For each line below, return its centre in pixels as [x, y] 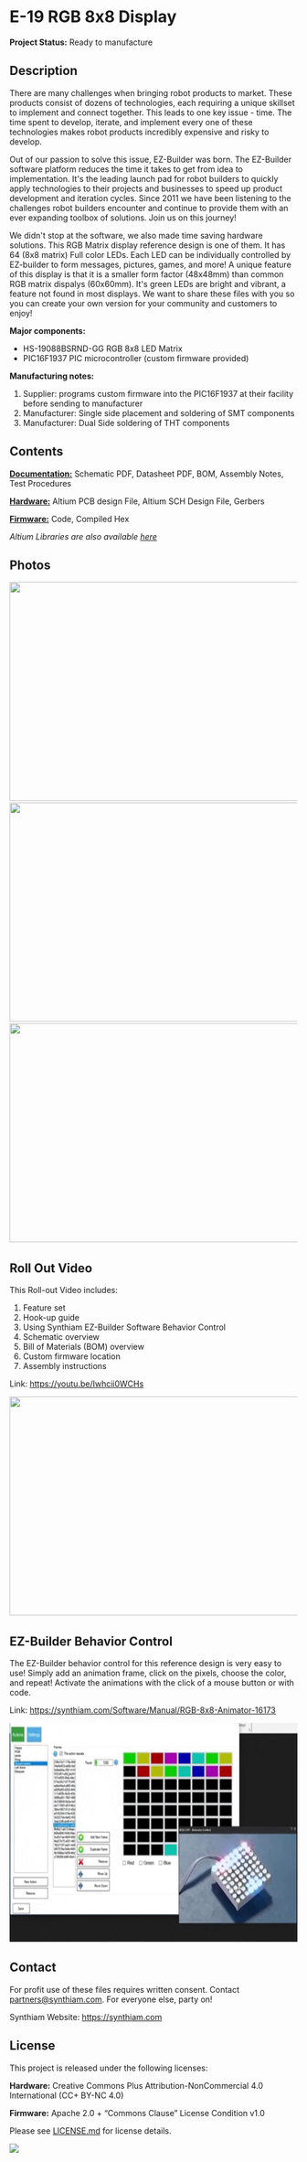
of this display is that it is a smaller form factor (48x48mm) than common [147, 274]
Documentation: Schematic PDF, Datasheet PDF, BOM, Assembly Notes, [147, 474]
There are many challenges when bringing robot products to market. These [151, 92]
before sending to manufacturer [83, 403]
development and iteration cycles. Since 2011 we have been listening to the [150, 198]
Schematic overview [61, 1337]
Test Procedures [40, 483]
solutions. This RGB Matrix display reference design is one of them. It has [148, 245]
